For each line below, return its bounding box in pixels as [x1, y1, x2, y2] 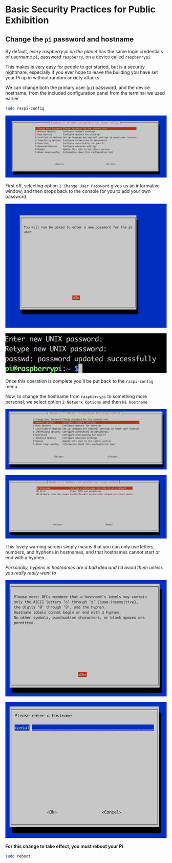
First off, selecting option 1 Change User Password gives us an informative [5, 183, 160, 189]
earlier [5, 96, 19, 101]
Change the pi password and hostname [5, 35, 134, 43]
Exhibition [5, 14, 49, 26]
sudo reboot [5, 854, 31, 859]
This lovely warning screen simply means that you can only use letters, [5, 543, 155, 549]
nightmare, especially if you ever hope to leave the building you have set [5, 69, 158, 75]
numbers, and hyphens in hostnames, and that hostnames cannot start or [5, 549, 160, 555]
